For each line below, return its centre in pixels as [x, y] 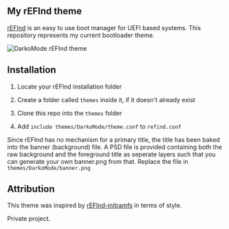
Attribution [31, 189]
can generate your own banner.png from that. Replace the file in [98, 161]
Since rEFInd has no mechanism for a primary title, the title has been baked [113, 139]
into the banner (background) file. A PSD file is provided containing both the [115, 147]
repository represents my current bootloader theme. [81, 35]
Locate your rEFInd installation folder [69, 86]
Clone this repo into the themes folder [69, 113]
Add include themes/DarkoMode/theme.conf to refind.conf [99, 126]
